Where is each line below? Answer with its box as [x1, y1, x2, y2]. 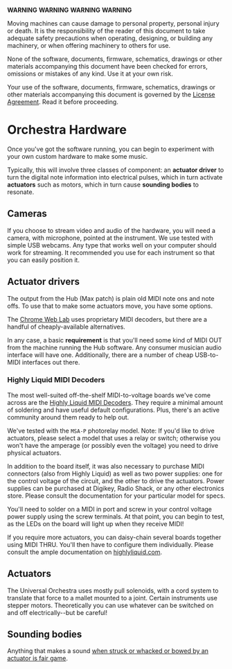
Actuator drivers [7, 276, 80, 288]
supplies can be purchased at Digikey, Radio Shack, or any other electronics [7, 484, 224, 492]
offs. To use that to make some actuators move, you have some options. [7, 302, 213, 310]
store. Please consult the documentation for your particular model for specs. [7, 492, 226, 500]
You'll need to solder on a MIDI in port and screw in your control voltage [7, 505, 213, 513]
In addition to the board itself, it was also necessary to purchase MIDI [7, 462, 204, 470]
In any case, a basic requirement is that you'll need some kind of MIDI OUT [7, 336, 223, 344]
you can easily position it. [7, 256, 80, 264]
